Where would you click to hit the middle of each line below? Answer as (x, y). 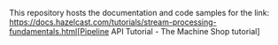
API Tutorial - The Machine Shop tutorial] (185, 31)
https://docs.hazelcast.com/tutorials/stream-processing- (113, 22)
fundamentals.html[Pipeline (59, 31)
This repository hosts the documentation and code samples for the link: (139, 13)
